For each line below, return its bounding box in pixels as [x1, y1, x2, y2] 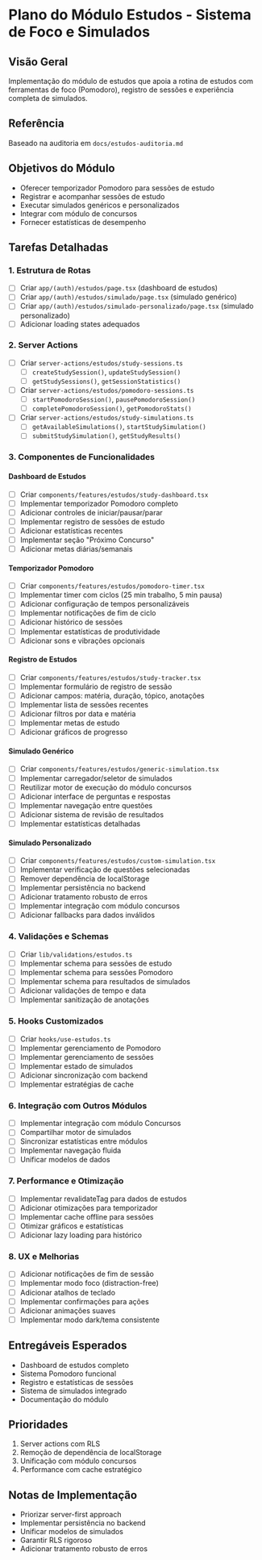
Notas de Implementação [8, 1488, 138, 1502]
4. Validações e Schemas [8, 931, 109, 942]
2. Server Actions [8, 340, 78, 351]
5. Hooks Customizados [8, 1016, 104, 1027]
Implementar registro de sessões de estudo [19, 516, 165, 526]
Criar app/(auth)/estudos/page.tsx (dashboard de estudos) [19, 283, 218, 293]
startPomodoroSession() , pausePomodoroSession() [31, 394, 196, 404]
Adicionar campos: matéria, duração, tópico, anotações [19, 690, 205, 700]
